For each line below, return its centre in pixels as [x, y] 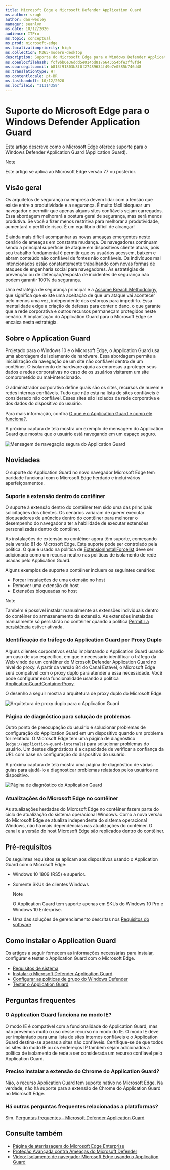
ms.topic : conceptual [28, 39]
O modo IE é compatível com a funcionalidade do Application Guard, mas [81, 1026]
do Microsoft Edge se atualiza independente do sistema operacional [76, 820]
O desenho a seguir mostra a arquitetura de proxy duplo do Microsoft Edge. [84, 693]
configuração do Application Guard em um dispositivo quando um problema [84, 733]
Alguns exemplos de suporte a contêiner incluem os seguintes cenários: [80, 570]
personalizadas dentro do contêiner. [43, 529]
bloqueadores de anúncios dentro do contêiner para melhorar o [72, 518]
